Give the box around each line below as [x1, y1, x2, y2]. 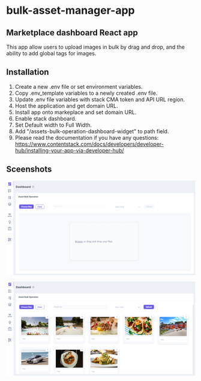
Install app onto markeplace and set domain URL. [14, 109, 137, 116]
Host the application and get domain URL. [14, 102, 118, 109]
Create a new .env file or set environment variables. [14, 83, 143, 90]
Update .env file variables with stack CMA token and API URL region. [14, 95, 185, 103]
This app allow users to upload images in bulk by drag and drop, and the [6, 43, 185, 50]
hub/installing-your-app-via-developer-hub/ [14, 146, 124, 154]
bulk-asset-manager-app [6, 4, 135, 17]
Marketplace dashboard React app [6, 28, 138, 38]
